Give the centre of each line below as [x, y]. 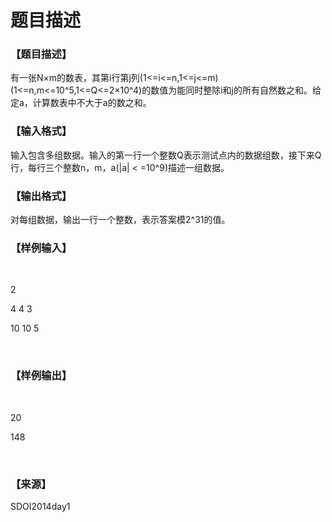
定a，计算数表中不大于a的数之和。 [81, 103]
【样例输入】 [41, 248]
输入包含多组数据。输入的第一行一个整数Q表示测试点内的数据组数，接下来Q [166, 155]
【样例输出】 [41, 376]
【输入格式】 [41, 131]
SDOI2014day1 [40, 506]
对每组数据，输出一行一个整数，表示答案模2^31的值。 [120, 220]
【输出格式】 [41, 196]
